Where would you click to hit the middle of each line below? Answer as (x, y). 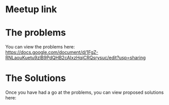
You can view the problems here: (40, 47)
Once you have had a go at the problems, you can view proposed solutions (85, 92)
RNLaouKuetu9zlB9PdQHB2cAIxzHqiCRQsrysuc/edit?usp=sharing (76, 58)
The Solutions (36, 78)
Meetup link (31, 9)
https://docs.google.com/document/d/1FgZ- (52, 52)
